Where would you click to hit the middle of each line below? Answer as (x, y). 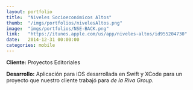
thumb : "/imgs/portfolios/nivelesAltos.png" (64, 23)
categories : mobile (31, 46)
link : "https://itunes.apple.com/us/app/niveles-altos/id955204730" (97, 34)
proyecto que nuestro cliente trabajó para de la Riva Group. (80, 80)
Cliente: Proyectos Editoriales (43, 62)
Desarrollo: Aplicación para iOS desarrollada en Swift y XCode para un (94, 74)
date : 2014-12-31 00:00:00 (43, 40)
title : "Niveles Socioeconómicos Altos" (59, 17)
